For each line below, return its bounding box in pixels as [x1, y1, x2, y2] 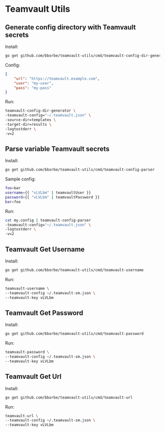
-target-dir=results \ [5, 122, 52, 127]
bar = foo [5, 199, 21, 204]
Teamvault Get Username [5, 245, 85, 254]
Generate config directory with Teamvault [5, 23, 136, 31]
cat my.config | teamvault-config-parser [5, 218, 91, 223]
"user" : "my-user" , [14, 81, 54, 86]
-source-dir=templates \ [5, 117, 56, 122]
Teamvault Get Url [5, 373, 62, 381]
